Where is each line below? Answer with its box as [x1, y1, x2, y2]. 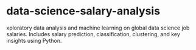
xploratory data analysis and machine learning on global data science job [6, 24, 190, 31]
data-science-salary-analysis [6, 4, 160, 18]
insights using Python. [6, 37, 62, 44]
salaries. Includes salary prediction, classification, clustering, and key [6, 30, 181, 37]
